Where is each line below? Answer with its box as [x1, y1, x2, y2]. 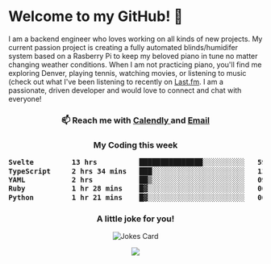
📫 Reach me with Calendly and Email [61, 115, 210, 126]
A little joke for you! [96, 213, 175, 224]
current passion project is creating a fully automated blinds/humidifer [8, 42, 238, 52]
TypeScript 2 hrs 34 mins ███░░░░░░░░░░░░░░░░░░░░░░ [8, 166, 245, 176]
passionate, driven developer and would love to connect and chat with [8, 85, 242, 95]
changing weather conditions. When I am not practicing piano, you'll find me [8, 60, 262, 69]
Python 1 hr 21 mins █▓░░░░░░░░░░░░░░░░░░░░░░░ [8, 193, 245, 202]
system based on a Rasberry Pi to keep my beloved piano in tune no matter [8, 51, 258, 61]
